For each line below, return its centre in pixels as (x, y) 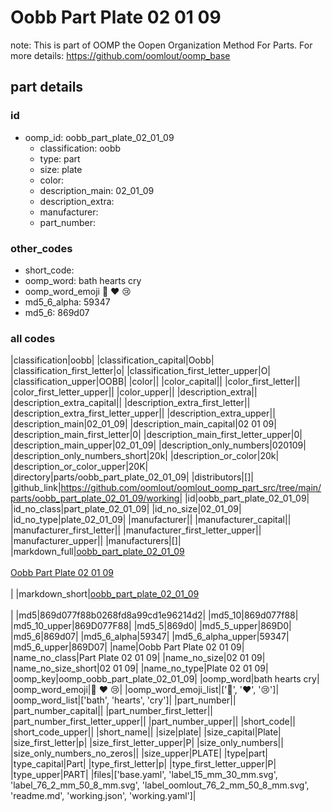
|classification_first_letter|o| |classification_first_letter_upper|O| (141, 371)
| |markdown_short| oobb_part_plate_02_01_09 (105, 594)
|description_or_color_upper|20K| (79, 467)
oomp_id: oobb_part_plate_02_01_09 (99, 137)
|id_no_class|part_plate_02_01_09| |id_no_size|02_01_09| (126, 509)
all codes (33, 338)
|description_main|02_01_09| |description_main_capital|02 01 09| (143, 424)
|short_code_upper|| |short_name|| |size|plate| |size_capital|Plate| (146, 732)
